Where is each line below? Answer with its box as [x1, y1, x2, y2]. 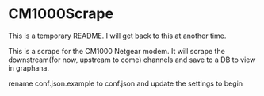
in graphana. [8, 63, 50, 72]
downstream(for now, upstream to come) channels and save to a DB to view [8, 55, 256, 64]
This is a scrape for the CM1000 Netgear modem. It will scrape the [8, 46, 226, 56]
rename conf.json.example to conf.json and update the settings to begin [8, 79, 243, 88]
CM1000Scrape [8, 5, 113, 23]
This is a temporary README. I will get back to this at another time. [8, 31, 227, 40]
